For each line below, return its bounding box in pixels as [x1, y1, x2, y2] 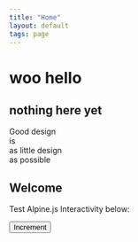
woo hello [9, 67, 82, 88]
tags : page [9, 29, 50, 38]
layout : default [9, 21, 69, 30]
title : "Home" [9, 12, 62, 22]
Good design [9, 126, 57, 137]
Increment [13, 222, 47, 232]
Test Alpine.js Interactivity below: [9, 204, 130, 215]
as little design [9, 145, 62, 156]
